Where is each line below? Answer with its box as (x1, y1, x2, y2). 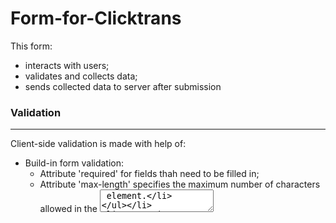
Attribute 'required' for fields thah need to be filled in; (39, 168, 260, 180)
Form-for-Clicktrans (10, 7, 182, 30)
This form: (10, 40, 53, 52)
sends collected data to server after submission (24, 80, 222, 92)
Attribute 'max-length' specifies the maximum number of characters (39, 178, 321, 191)
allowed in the (39, 203, 98, 215)
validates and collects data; (24, 70, 138, 82)
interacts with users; (24, 59, 110, 71)
